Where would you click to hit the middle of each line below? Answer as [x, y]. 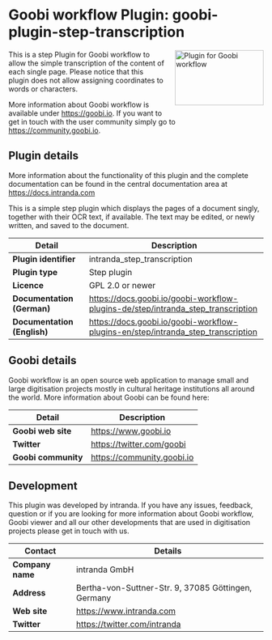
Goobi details [42, 360]
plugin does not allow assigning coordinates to [86, 80]
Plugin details [44, 156]
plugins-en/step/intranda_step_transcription [173, 332]
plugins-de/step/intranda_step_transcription [173, 308]
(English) [30, 332]
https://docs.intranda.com [52, 193]
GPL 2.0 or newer [122, 285]
